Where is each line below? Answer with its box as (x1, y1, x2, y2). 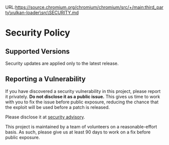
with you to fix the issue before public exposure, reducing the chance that (5, 99, 159, 105)
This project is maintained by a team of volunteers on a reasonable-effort (5, 123, 157, 129)
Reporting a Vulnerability (5, 75, 86, 83)
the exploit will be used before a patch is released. (5, 104, 110, 110)
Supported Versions (5, 47, 70, 56)
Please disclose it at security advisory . (5, 114, 85, 120)
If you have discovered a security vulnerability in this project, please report (5, 88, 161, 94)
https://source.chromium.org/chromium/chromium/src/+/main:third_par (15, 5, 164, 10)
